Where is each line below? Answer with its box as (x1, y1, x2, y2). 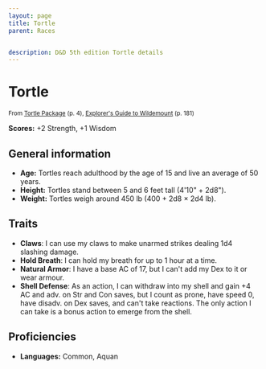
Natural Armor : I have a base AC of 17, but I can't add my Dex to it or (19, 264, 248, 273)
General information (8, 146, 111, 161)
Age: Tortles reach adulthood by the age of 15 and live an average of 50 (19, 168, 259, 178)
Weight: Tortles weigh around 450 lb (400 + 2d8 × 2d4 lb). (19, 194, 217, 203)
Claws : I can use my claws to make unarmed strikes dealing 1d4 (19, 238, 233, 248)
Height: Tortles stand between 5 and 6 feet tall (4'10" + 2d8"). (19, 186, 227, 195)
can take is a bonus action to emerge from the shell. (19, 306, 193, 316)
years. (19, 177, 42, 186)
